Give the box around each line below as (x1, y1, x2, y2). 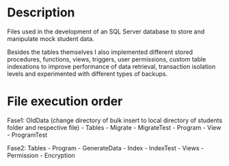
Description (7, 5, 75, 20)
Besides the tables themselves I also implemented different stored (7, 48, 193, 56)
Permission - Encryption (7, 151, 75, 159)
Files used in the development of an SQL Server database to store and (7, 27, 205, 36)
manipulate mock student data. (7, 34, 94, 42)
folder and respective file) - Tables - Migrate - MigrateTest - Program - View (7, 123, 221, 131)
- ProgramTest (7, 130, 48, 139)
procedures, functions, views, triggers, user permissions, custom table (7, 55, 206, 63)
